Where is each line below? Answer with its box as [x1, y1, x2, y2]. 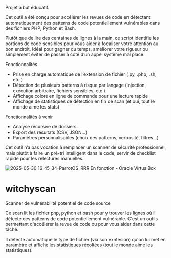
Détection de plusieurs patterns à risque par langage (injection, [12, 82, 146, 88]
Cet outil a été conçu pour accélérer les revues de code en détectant [5, 14, 151, 20]
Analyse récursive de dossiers [12, 124, 77, 130]
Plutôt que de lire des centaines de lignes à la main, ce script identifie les [5, 35, 159, 41]
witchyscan [5, 183, 56, 195]
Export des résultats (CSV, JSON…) [12, 129, 88, 135]
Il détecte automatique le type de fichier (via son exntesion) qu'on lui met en [5, 236, 166, 242]
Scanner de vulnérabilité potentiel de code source [5, 200, 111, 206]
